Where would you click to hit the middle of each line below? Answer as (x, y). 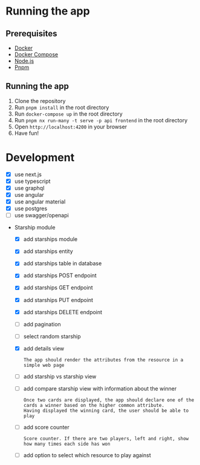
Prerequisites (31, 34)
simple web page (44, 365)
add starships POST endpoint (60, 275)
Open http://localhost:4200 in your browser (71, 127)
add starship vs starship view (60, 376)
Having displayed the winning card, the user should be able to (106, 411)
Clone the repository (40, 101)
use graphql (29, 188)
